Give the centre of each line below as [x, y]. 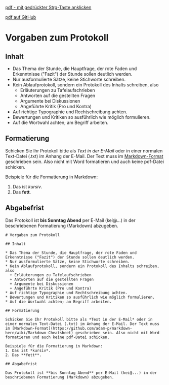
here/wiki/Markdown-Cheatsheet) [39, 333]
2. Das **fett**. [24, 355]
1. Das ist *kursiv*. [28, 350]
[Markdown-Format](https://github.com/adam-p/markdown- [72, 328]
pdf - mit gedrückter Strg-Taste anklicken [48, 7]
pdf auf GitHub [21, 17]
